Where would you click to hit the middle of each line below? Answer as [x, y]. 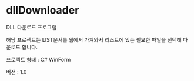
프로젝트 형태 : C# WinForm [39, 59]
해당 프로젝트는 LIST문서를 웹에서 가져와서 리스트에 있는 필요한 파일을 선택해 [94, 39]
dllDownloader [43, 10]
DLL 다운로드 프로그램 [31, 27]
